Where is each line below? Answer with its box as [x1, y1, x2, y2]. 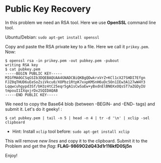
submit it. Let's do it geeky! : [5, 106, 62, 112]
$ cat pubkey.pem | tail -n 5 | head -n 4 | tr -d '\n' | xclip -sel [5, 116, 150, 121]
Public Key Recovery [5, 3, 91, 15]
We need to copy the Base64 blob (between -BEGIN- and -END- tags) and [5, 101, 155, 107]
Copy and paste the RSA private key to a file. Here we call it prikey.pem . [5, 43, 149, 49]
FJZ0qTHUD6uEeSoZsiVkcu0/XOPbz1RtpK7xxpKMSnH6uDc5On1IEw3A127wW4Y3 [5, 80, 146, 84]
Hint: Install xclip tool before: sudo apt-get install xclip [12, 128, 130, 134]
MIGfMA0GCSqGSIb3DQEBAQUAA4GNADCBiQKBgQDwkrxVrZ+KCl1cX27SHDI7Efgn [5, 75, 146, 80]
